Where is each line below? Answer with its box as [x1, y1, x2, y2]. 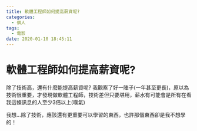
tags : [6, 25, 19, 31]
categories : [6, 14, 35, 20]
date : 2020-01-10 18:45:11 [6, 36, 72, 42]
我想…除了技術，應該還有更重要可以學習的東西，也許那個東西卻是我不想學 [6, 111, 186, 118]
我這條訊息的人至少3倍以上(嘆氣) [6, 99, 85, 106]
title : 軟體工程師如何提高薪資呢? [6, 8, 80, 15]
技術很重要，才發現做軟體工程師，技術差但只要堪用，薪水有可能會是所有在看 [6, 91, 192, 98]
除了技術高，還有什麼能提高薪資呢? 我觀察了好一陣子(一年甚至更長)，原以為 [6, 84, 189, 91]
